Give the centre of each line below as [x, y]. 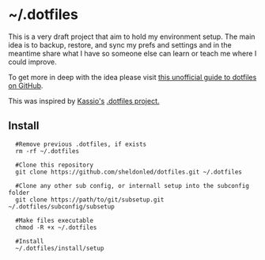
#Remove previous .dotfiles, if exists [81, 144]
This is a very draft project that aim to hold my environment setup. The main [132, 36]
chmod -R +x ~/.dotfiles [56, 227]
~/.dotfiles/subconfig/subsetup [61, 206]
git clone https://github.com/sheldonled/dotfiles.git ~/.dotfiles [129, 172]
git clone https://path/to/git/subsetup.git [90, 200]
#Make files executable [54, 220]
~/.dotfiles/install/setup [60, 248]
